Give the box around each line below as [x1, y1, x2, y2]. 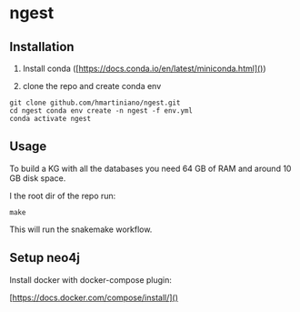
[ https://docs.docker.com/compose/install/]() [9, 292, 179, 303]
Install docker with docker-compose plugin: [9, 274, 173, 285]
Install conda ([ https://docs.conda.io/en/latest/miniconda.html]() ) [22, 63, 266, 74]
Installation [9, 39, 75, 55]
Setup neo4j [9, 250, 80, 266]
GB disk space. [9, 172, 66, 184]
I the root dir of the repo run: [9, 190, 116, 201]
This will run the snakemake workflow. [9, 224, 153, 235]
